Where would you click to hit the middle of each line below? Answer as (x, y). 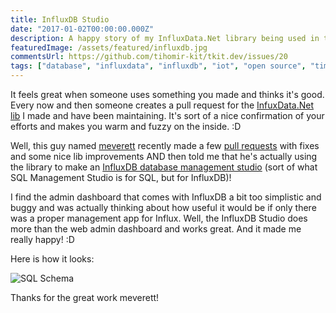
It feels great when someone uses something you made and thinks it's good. (167, 94)
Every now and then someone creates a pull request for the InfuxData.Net (162, 105)
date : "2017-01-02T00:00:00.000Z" (82, 29)
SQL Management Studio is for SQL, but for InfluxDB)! (121, 177)
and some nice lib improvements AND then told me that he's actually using (164, 156)
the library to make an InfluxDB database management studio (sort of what (164, 167)
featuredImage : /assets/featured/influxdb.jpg (109, 47)
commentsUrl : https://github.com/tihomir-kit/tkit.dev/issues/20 (149, 57)
